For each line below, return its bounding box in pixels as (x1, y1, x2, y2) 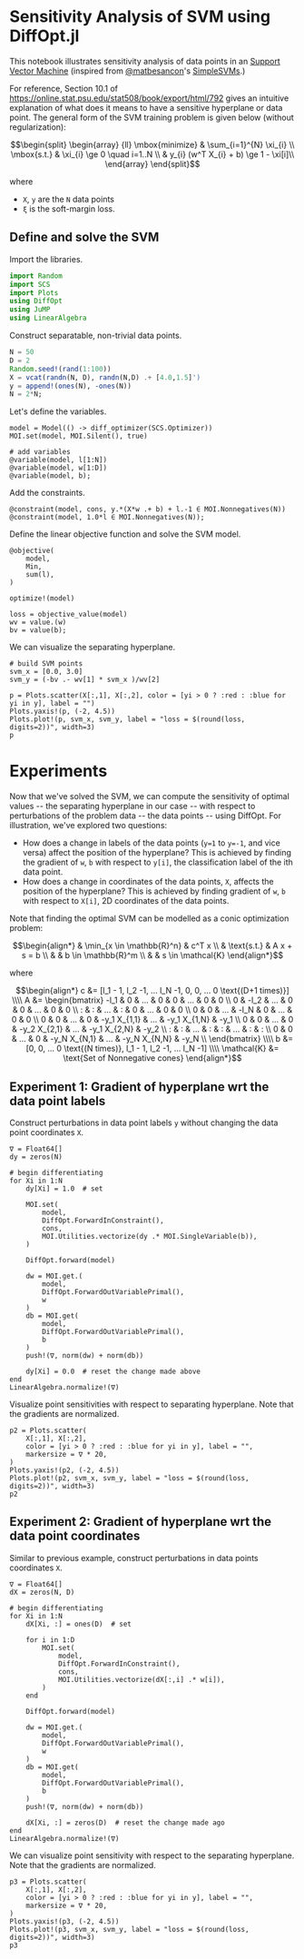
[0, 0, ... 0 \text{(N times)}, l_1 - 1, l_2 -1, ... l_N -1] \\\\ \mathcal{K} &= (25, 1043, 279, 1054)
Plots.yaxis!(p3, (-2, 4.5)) (9, 1916, 120, 1926)
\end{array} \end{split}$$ (104, 158, 201, 169)
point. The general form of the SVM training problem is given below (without (9, 112, 295, 123)
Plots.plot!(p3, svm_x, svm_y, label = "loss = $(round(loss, (9, 1924, 250, 1934)
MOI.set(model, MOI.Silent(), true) (9, 431, 148, 441)
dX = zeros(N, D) (9, 1588, 75, 1597)
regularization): (9, 121, 66, 133)
